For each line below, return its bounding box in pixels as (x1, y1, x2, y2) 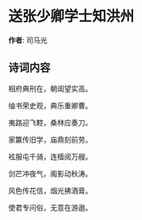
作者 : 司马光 (8, 35, 48, 45)
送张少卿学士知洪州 (8, 7, 135, 26)
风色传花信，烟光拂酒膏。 (8, 186, 93, 195)
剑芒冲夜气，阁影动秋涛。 (8, 169, 93, 178)
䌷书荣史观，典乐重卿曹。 (8, 101, 93, 110)
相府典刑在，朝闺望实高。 (8, 83, 93, 93)
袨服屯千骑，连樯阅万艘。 (8, 151, 93, 161)
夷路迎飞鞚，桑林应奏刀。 (8, 118, 93, 127)
